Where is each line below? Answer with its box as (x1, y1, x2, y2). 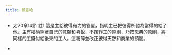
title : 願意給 (5, 7, 33, 13)
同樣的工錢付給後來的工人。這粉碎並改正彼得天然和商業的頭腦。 (12, 35, 148, 41)
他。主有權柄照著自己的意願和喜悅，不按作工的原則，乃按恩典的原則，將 (12, 29, 166, 35)
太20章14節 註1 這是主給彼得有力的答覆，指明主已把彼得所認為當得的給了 (12, 22, 167, 28)
